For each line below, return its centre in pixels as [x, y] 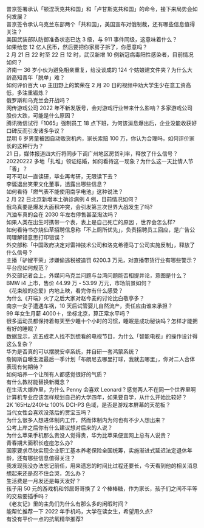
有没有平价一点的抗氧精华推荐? [45, 519]
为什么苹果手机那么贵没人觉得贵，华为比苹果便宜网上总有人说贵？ [89, 435]
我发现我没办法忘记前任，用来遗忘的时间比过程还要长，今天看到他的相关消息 [102, 466]
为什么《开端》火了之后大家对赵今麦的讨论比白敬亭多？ [75, 298]
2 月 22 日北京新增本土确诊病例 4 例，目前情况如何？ [73, 199]
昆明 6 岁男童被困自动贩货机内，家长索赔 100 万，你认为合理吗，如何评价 [98, 138]
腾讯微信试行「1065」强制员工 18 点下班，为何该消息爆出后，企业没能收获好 [102, 123]
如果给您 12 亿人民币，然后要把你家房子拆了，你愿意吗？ [77, 47]
